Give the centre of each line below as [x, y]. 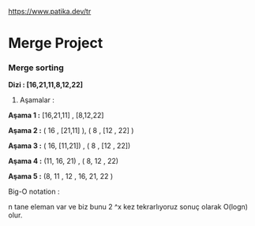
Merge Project [56, 43]
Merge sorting [36, 68]
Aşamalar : [37, 100]
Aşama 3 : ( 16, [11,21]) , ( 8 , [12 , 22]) [69, 146]
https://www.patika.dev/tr [50, 11]
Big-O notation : [34, 191]
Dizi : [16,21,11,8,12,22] [45, 85]
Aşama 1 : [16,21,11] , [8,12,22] [56, 115]
